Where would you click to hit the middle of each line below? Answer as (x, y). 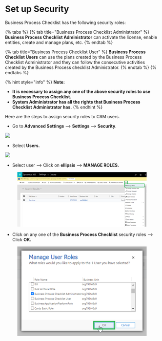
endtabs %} (17, 72)
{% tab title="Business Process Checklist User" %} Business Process (75, 52)
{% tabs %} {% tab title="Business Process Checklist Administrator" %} (77, 32)
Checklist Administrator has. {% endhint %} (57, 107)
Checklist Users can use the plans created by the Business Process (73, 57)
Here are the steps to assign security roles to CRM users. (62, 116)
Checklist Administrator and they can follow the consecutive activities (75, 62)
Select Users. (26, 146)
